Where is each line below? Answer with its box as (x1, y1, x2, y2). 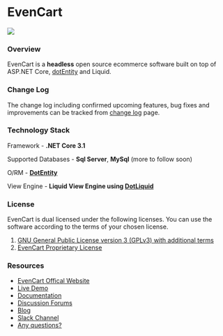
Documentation (17, 291, 62, 300)
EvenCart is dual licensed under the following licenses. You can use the (7, 215, 213, 224)
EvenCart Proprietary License (17, 243, 102, 252)
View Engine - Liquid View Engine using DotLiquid (7, 182, 154, 190)
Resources (7, 261, 45, 270)
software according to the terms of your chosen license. (7, 222, 169, 231)
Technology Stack (7, 125, 70, 135)
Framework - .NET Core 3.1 (7, 141, 86, 150)
